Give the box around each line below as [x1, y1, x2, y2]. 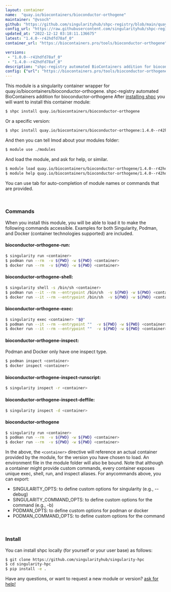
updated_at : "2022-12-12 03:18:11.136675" [5, 31, 97, 36]
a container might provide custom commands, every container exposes [5, 465, 155, 471]
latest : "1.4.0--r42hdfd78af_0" [5, 36, 74, 41]
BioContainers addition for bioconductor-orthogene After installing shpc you [5, 94, 165, 100]
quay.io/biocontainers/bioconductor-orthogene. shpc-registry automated [5, 88, 159, 94]
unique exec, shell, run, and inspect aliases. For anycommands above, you [5, 471, 161, 477]
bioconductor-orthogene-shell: [5, 274, 73, 280]
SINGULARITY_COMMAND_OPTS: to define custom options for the [12, 497, 153, 503]
